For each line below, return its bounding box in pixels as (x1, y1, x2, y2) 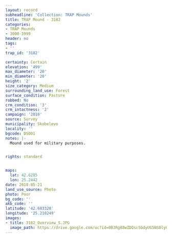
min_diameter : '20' (5, 74, 47, 79)
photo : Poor (5, 191, 31, 197)
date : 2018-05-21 (5, 182, 42, 187)
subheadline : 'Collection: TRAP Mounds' (5, 12, 93, 17)
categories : (5, 21, 31, 27)
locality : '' (5, 126, 33, 131)
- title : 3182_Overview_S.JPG (5, 220, 70, 225)
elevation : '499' (5, 64, 42, 70)
